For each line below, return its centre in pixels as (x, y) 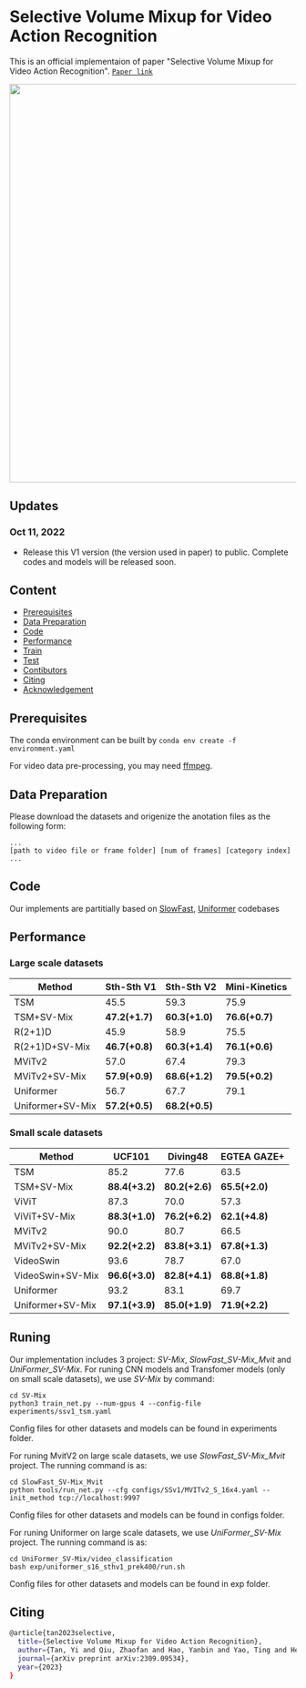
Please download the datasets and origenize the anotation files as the (140, 816)
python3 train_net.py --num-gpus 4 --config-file (106, 1403)
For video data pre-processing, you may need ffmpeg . (111, 766)
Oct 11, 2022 (37, 532)
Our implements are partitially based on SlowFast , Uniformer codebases (144, 908)
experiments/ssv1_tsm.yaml (61, 1411)
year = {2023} (41, 1667)
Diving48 (188, 1156)
